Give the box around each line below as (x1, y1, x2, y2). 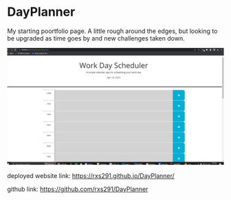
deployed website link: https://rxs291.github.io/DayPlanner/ (7, 172, 175, 180)
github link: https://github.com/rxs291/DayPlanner (7, 185, 148, 193)
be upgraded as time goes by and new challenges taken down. (7, 34, 185, 42)
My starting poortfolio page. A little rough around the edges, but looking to (7, 27, 218, 35)
